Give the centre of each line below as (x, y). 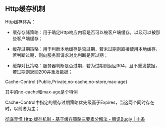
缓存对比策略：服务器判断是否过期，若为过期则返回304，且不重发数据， (86, 65)
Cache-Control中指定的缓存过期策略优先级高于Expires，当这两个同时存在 (80, 102)
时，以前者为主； (23, 108)
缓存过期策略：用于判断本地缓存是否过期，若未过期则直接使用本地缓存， (86, 49)
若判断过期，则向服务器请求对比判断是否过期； (60, 55)
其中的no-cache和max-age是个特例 (42, 92)
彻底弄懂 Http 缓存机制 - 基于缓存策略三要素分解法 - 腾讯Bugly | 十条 (75, 119)
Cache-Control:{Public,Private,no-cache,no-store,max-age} (66, 82)
